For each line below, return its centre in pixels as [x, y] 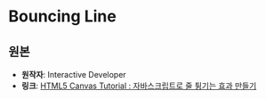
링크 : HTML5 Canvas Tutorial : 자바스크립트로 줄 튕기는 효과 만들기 [139, 86]
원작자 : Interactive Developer [73, 74]
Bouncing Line [62, 16]
